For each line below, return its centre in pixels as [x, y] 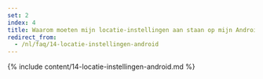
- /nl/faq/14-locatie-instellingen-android [86, 45]
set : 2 [18, 15]
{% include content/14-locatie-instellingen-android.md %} [101, 66]
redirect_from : [32, 37]
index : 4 [22, 23]
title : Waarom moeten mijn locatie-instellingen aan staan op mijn [120, 30]
